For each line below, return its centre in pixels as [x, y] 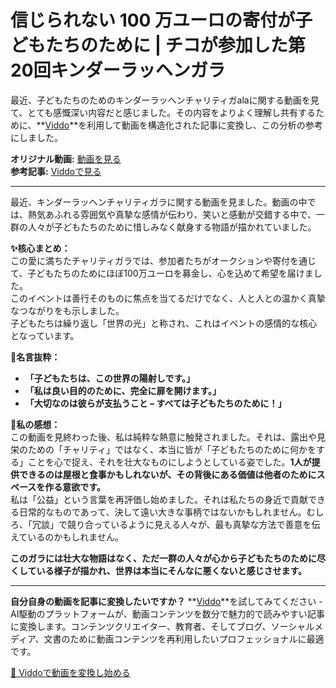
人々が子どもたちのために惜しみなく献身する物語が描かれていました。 [172, 227]
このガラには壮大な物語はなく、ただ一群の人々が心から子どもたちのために [163, 558]
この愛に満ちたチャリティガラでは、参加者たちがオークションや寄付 [150, 260]
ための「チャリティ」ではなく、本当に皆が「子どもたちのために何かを [172, 449]
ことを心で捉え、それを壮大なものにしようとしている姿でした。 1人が [169, 462]
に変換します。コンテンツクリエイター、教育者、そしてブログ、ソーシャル [162, 626]
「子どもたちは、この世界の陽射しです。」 [109, 378]
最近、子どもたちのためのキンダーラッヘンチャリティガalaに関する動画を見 [165, 100]
